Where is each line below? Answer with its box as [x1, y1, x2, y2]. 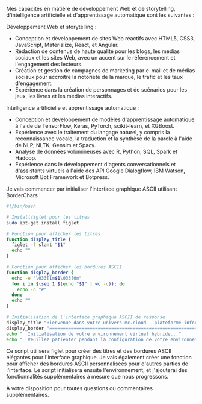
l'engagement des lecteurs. [14, 60, 83, 68]
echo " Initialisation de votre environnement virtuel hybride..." [6, 331, 182, 337]
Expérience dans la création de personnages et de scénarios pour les [14, 86, 188, 93]
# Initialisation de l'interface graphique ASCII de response [6, 314, 165, 320]
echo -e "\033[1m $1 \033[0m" [11, 275, 82, 281]
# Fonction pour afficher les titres [6, 230, 101, 237]
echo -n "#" [17, 286, 47, 292]
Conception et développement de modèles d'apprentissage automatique [14, 116, 195, 123]
